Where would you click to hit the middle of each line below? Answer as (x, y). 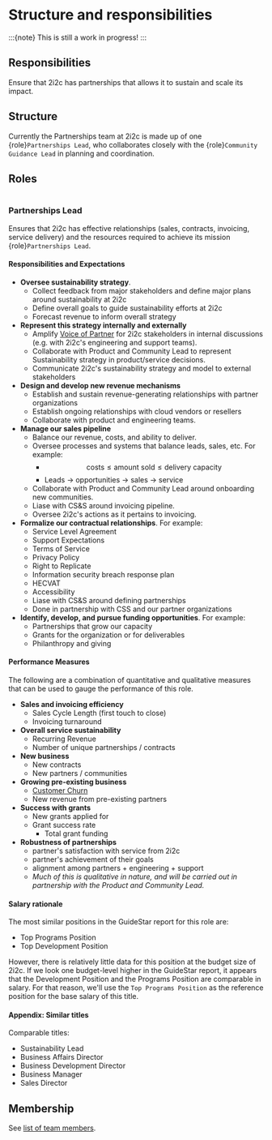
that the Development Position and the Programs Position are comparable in (135, 979)
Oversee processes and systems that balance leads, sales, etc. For (144, 446)
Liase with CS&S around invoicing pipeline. (104, 505)
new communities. (63, 497)
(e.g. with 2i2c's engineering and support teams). (115, 342)
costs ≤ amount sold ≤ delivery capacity (154, 467)
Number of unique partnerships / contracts (104, 748)
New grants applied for (70, 816)
